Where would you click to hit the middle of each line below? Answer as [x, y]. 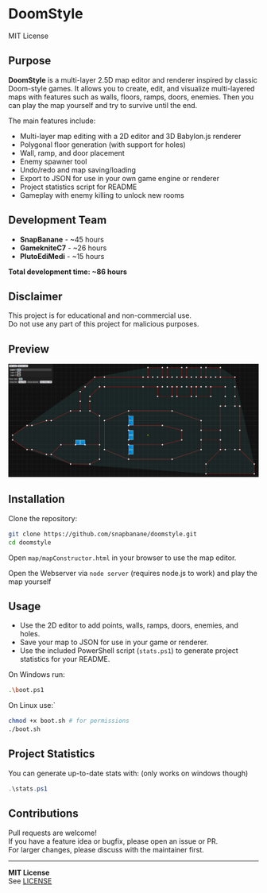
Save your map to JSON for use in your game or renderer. [114, 642]
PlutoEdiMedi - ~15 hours [62, 256]
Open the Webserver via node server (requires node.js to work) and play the [133, 573]
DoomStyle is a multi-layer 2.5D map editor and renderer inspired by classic [133, 79]
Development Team [58, 220]
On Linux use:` [32, 706]
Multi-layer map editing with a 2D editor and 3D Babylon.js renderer [130, 136]
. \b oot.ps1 [26, 690]
